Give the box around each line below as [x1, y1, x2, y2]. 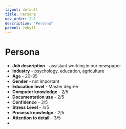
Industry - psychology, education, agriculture [12, 68, 105, 74]
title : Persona [5, 12, 36, 17]
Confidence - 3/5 [12, 99, 48, 105]
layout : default [5, 7, 38, 12]
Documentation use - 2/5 [12, 94, 64, 100]
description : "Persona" [5, 21, 54, 26]
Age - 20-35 [12, 73, 38, 79]
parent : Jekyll [5, 26, 36, 30]
